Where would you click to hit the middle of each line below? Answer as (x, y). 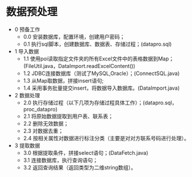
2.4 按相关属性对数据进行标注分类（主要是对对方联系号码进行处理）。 (106, 138)
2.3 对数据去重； (43, 131)
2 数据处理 (27, 95)
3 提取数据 (27, 145)
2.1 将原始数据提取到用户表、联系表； (68, 116)
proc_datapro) (40, 109)
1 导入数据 (27, 51)
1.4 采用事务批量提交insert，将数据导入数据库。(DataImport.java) (102, 88)
